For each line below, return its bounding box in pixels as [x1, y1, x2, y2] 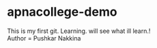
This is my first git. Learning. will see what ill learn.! [7, 27, 151, 35]
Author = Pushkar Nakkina [7, 34, 81, 42]
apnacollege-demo [7, 4, 117, 20]
